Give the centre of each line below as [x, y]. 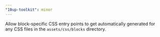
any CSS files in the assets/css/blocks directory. [56, 29]
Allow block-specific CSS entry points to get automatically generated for [80, 24]
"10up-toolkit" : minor [29, 10]
